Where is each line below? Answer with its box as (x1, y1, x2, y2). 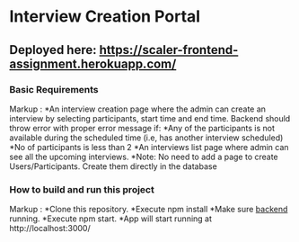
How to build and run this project (9, 183, 154, 195)
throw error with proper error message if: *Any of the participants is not (9, 122, 276, 133)
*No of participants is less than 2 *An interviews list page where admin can (9, 141, 289, 152)
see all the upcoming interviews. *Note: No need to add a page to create (9, 151, 278, 162)
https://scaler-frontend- (99, 42, 239, 58)
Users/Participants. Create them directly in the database (9, 160, 217, 172)
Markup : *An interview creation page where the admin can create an (9, 103, 267, 114)
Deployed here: (9, 42, 97, 58)
